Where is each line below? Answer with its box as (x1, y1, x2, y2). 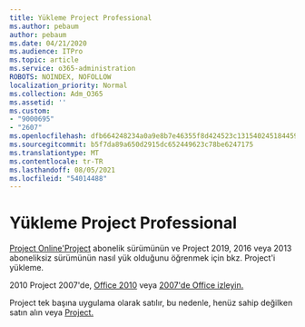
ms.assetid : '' (9, 97, 67, 107)
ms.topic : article (9, 55, 79, 64)
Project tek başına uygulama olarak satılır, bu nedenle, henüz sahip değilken (9, 297, 293, 309)
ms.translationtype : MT (9, 148, 100, 157)
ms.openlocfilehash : (9, 132, 88, 141)
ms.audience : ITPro (9, 47, 84, 56)
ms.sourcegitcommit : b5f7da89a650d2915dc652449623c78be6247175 (9, 140, 254, 149)
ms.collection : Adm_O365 (9, 89, 103, 98)
